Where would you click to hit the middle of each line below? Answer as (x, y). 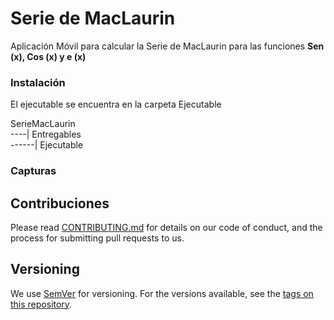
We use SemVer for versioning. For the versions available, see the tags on (162, 293)
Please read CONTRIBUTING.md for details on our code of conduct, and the (166, 227)
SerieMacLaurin (43, 124)
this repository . (41, 304)
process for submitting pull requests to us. (97, 238)
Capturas (33, 171)
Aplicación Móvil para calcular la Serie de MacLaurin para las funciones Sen (167, 46)
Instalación (38, 82)
